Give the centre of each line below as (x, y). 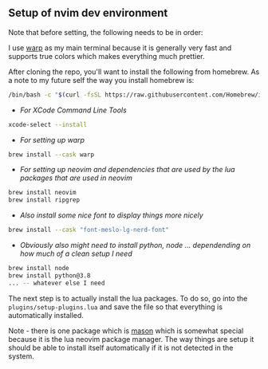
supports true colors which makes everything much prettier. (106, 56)
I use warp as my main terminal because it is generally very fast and (120, 48)
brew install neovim (43, 193)
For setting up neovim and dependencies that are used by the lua (127, 170)
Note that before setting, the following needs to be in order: (106, 32)
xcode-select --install (48, 124)
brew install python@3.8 (49, 275)
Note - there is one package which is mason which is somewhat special (126, 331)
